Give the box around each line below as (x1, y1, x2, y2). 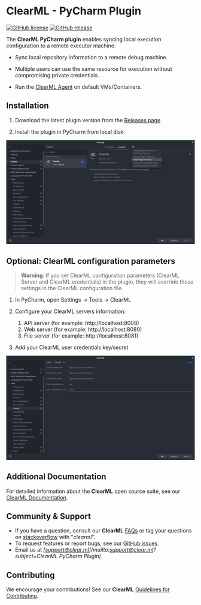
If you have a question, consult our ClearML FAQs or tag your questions (14, 527, 192, 534)
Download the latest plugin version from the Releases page (14, 116, 161, 124)
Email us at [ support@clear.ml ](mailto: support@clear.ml (14, 546, 154, 553)
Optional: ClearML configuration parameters (6, 256, 175, 266)
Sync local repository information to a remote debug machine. (14, 53, 168, 61)
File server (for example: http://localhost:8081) (23, 332, 139, 339)
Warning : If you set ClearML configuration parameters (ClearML (20, 272, 179, 279)
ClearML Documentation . (6, 493, 68, 501)
